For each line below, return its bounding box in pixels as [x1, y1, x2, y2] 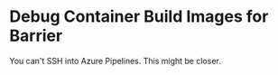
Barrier [9, 25, 63, 46]
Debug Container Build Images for [9, 6, 269, 27]
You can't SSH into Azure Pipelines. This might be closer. [9, 55, 221, 66]
